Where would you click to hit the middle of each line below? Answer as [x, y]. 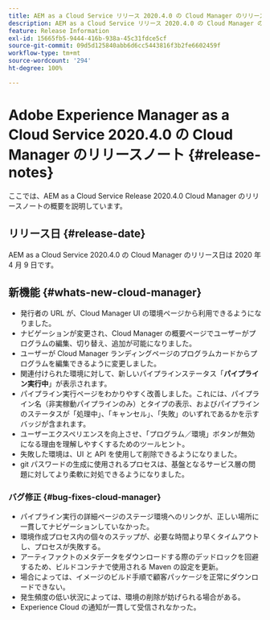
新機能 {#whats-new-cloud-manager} [105, 292]
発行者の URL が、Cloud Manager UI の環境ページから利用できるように [137, 313]
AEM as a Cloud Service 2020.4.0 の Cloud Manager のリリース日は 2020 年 [135, 254]
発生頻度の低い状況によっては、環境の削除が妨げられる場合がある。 [132, 597]
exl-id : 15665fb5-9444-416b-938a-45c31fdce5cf [88, 38]
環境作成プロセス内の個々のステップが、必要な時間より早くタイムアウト [139, 536]
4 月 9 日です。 [33, 265]
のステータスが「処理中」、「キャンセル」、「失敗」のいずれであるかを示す [139, 414]
